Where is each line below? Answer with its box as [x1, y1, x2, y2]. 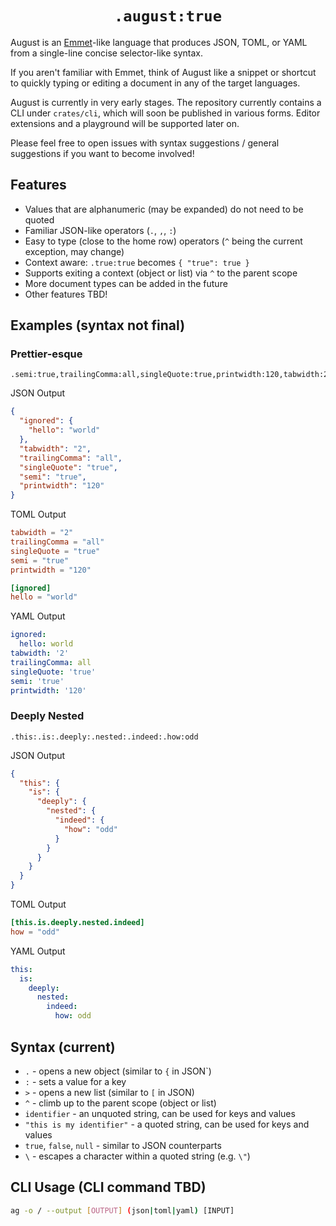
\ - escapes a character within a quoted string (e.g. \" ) [24, 1150, 251, 1162]
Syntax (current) [10, 1038, 116, 1056]
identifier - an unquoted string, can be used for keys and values [24, 1107, 296, 1119]
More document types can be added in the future [24, 277, 228, 289]
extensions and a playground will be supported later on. [10, 117, 240, 129]
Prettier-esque [10, 347, 83, 361]
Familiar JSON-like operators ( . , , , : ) [24, 224, 177, 236]
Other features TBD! [24, 288, 108, 300]
